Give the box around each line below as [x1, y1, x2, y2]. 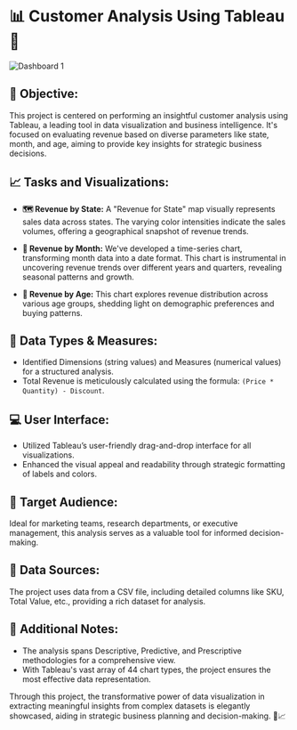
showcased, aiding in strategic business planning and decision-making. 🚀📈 [9, 710, 286, 721]
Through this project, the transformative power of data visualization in [9, 691, 265, 702]
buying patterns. [21, 307, 83, 318]
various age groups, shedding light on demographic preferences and [21, 298, 275, 309]
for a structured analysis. [21, 366, 114, 377]
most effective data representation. [21, 673, 151, 685]
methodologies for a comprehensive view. [21, 654, 176, 665]
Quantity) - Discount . [21, 385, 105, 396]
